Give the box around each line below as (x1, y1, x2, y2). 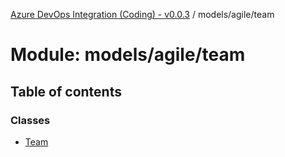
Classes (10, 113, 51, 127)
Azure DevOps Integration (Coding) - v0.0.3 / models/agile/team (10, 9, 275, 20)
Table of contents (10, 83, 122, 100)
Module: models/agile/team (10, 44, 246, 66)
